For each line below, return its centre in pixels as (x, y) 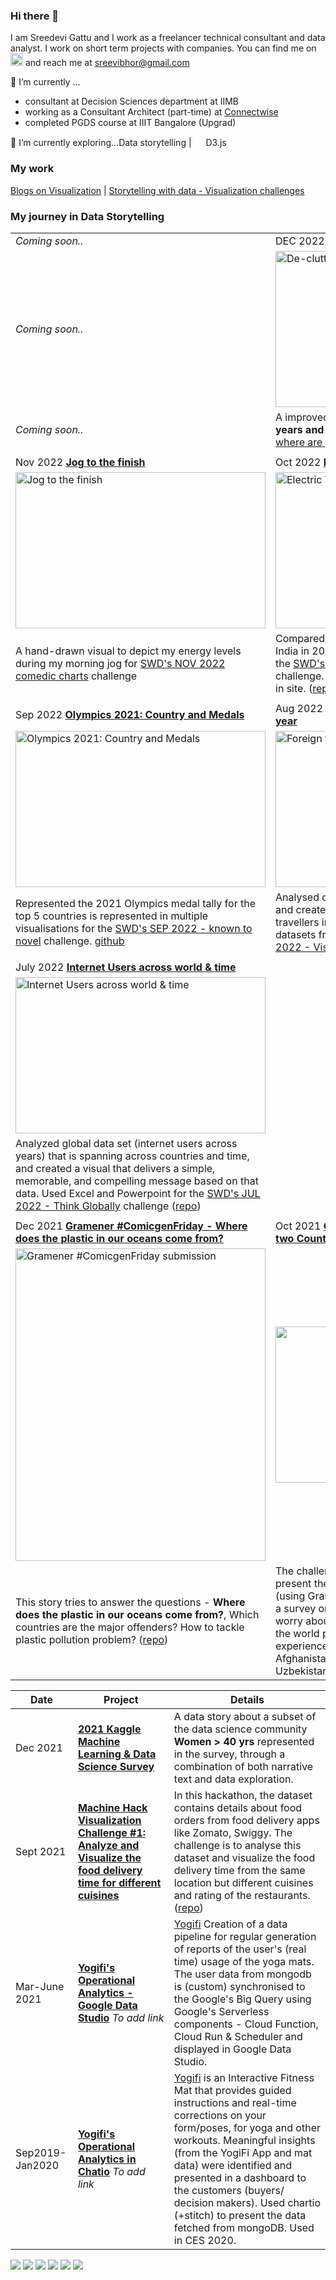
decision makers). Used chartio (247, 2202)
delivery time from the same (239, 1870)
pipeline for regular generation (245, 1936)
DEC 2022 (300, 241)
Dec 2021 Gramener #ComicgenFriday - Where (131, 1226)
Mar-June (40, 1986)
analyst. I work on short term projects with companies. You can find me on (163, 48)
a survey (296, 1608)
